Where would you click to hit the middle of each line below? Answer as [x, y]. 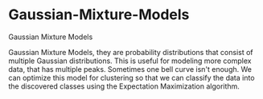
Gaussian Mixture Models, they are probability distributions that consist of [131, 52]
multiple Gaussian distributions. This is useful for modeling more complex [130, 61]
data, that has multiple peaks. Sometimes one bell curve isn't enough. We [130, 69]
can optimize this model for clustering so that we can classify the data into [131, 77]
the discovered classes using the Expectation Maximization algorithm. [124, 86]
